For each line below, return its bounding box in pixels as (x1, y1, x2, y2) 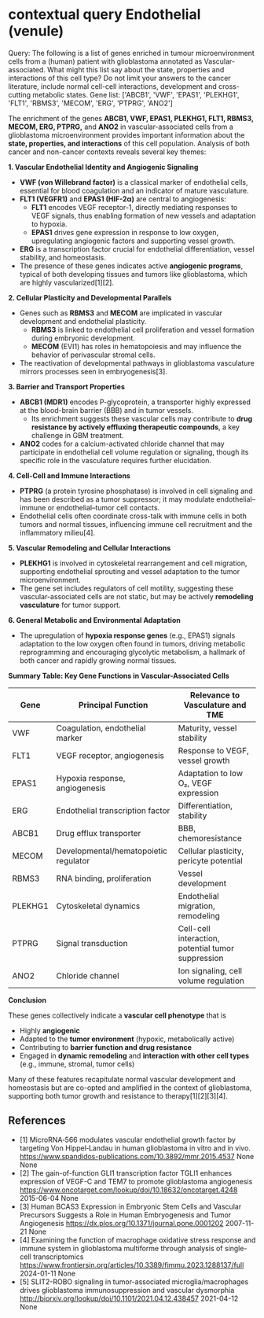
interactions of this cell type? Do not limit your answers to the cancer (8, 73, 231, 83)
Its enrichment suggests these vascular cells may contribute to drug (31, 414, 253, 423)
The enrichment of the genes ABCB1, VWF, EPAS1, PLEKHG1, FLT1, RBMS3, (8, 113, 254, 123)
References (8, 1114, 66, 1128)
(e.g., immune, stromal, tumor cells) (19, 1059, 135, 1069)
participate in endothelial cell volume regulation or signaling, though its (19, 447, 249, 457)
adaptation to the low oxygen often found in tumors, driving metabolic (19, 639, 246, 648)
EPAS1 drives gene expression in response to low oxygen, (31, 227, 218, 237)
